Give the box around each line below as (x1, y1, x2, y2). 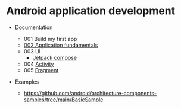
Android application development (6, 4, 176, 18)
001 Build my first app (23, 35, 77, 42)
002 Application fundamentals (23, 41, 98, 49)
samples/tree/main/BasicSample (23, 96, 104, 103)
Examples (14, 78, 39, 85)
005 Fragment (23, 66, 59, 73)
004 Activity (23, 60, 54, 68)
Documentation (14, 24, 53, 31)
